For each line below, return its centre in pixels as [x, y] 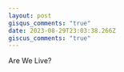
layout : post [30, 16]
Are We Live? [30, 61]
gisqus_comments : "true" [50, 23]
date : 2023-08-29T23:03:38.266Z [62, 30]
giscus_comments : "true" [50, 38]
